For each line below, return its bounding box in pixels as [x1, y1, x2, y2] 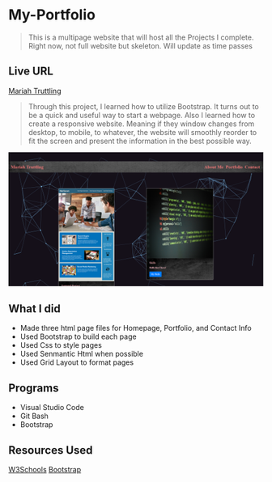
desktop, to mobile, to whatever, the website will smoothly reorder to [28, 127, 257, 137]
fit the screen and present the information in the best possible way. [28, 136, 253, 146]
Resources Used [8, 443, 93, 457]
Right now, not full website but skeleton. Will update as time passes [28, 40, 253, 50]
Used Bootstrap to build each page [19, 332, 137, 341]
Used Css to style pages [19, 340, 103, 350]
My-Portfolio [8, 6, 96, 24]
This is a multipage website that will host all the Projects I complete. [28, 32, 254, 42]
